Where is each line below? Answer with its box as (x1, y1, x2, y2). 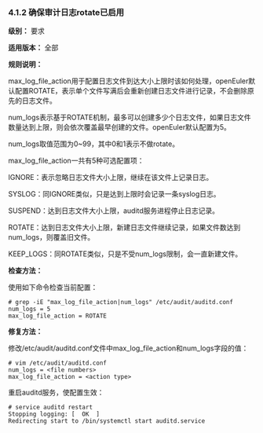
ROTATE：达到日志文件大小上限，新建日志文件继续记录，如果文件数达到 (8, 222, 241, 233)
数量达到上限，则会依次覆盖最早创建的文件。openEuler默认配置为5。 (8, 123, 232, 132)
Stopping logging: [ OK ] (8, 410, 100, 418)
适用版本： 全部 (8, 43, 59, 53)
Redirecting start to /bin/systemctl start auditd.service (8, 417, 206, 425)
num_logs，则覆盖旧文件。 (8, 233, 95, 242)
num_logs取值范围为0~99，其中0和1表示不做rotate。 (8, 139, 179, 149)
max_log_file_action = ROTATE (8, 312, 108, 320)
